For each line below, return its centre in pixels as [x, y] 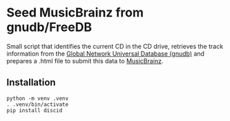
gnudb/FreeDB [49, 27]
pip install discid [35, 110]
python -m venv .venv [38, 98]
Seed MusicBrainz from [75, 13]
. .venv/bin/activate [38, 104]
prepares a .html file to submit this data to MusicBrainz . [85, 60]
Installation [31, 83]
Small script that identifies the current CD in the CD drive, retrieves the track [115, 46]
